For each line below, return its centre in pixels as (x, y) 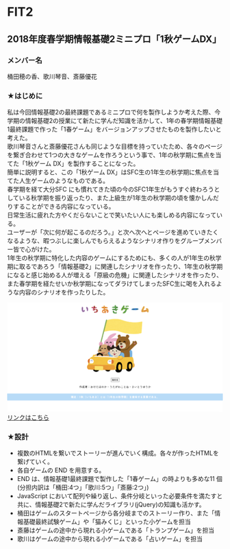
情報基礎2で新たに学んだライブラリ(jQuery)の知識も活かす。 (120, 504)
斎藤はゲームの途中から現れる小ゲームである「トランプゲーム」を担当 (115, 530)
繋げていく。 (35, 461)
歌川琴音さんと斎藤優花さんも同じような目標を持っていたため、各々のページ (115, 147)
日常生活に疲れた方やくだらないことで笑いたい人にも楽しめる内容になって (112, 215)
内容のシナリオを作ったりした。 (64, 292)
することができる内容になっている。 (64, 207)
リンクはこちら (28, 417)
